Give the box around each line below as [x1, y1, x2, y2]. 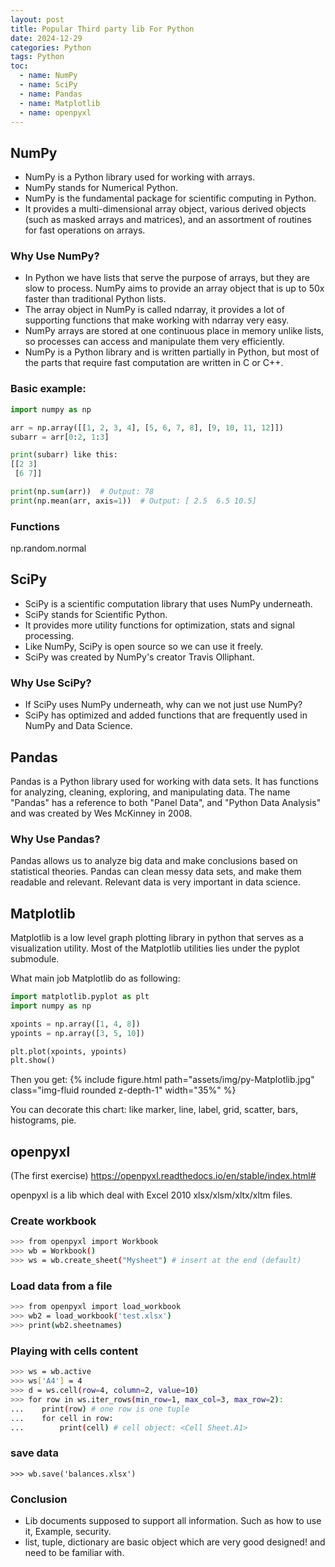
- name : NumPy [19, 71, 78, 81]
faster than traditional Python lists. [24, 293, 167, 305]
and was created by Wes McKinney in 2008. [10, 807, 193, 819]
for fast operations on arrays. [24, 224, 146, 236]
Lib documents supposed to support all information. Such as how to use [24, 1515, 322, 1527]
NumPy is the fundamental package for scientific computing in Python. [24, 192, 317, 205]
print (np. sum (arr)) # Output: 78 [10, 487, 155, 497]
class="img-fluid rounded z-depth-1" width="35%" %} [10, 1084, 237, 1096]
